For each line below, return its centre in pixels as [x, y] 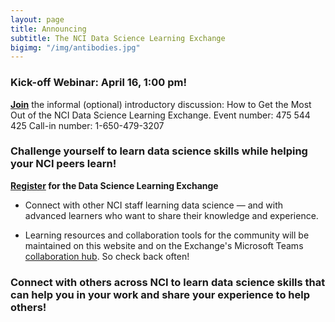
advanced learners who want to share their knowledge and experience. [171, 215]
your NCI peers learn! [63, 164]
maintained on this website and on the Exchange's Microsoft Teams [164, 245]
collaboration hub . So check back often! [107, 256]
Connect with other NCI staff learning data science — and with [154, 205]
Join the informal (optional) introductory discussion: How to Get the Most [161, 104]
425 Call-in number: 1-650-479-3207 [87, 125]
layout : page [37, 19]
